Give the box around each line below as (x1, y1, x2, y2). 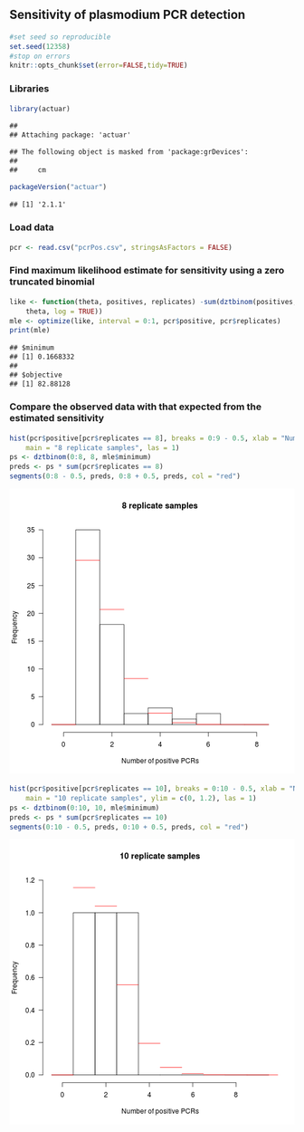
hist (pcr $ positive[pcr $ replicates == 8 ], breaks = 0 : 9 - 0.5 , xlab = (9, 434, 278, 443)
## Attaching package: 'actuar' (9, 130, 131, 139)
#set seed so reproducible (9, 32, 111, 42)
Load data (9, 221, 54, 234)
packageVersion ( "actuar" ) (9, 183, 107, 192)
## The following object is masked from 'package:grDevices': (9, 148, 249, 157)
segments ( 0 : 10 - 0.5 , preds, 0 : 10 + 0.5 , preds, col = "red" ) (9, 822, 249, 831)
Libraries (9, 82, 50, 95)
